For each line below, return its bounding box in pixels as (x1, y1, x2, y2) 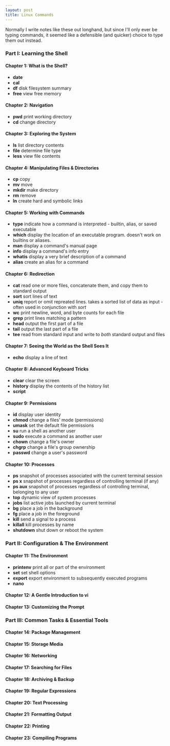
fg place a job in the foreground (12, 511, 80, 517)
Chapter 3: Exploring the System (5, 131, 76, 137)
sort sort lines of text (12, 293, 57, 299)
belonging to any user (12, 489, 59, 495)
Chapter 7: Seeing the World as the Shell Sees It (5, 343, 109, 349)
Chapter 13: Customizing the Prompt (5, 604, 84, 610)
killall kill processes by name (12, 522, 74, 528)
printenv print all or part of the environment (12, 564, 105, 570)
